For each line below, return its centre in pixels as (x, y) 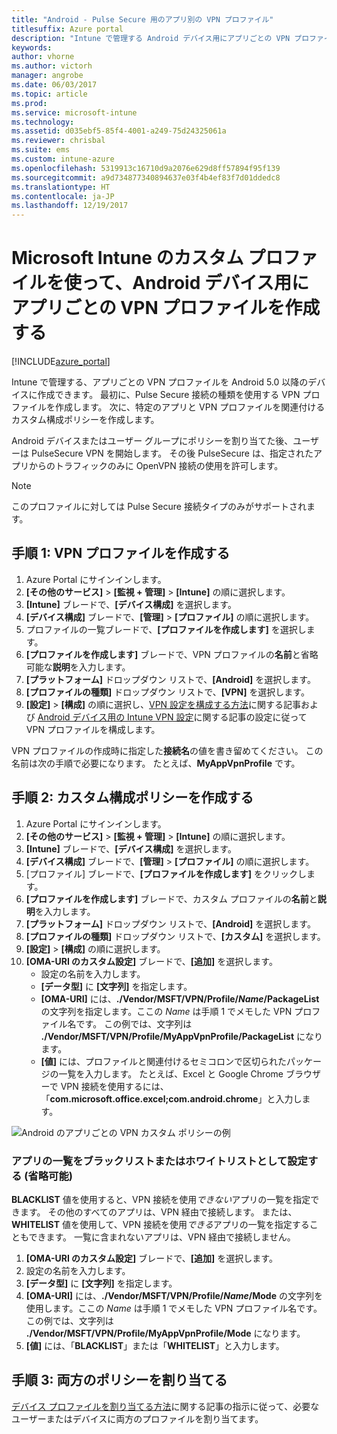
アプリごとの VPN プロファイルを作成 (166, 308)
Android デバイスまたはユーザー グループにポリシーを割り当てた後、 (152, 441)
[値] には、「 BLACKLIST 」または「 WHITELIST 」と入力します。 (155, 1345)
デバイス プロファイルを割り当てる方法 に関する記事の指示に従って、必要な (165, 1406)
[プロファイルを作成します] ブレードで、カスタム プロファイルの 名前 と (171, 898)
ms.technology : (43, 122)
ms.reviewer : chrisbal (58, 141)
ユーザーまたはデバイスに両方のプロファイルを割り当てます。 (137, 1418)
